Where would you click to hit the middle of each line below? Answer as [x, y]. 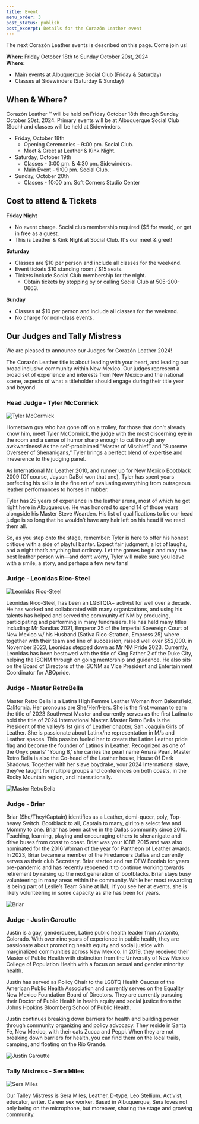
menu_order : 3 [24, 17]
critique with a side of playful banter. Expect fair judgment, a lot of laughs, [97, 544]
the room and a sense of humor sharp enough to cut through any [86, 440]
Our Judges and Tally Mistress [64, 336]
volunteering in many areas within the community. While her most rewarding [99, 880]
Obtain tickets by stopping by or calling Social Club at [89, 282]
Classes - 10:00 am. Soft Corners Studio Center [82, 183]
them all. [17, 526]
